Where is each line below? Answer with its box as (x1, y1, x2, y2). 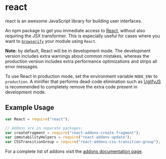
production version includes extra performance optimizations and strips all (5, 58, 158, 64)
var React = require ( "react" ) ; (5, 116, 70, 122)
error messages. (5, 64, 39, 70)
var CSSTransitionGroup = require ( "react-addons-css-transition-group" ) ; (5, 140, 161, 145)
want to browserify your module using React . (5, 38, 97, 44)
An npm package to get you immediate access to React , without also (5, 27, 145, 33)
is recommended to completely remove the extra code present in (5, 83, 138, 89)
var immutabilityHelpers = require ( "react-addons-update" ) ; (5, 135, 132, 140)
